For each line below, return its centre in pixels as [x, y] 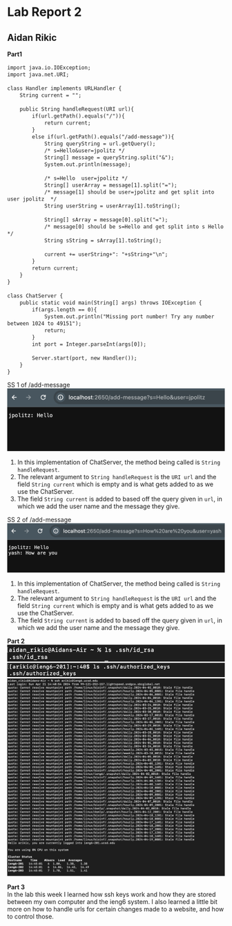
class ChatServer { [35, 296]
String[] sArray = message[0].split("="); [106, 220]
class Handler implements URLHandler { [65, 89]
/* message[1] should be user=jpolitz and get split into [129, 192]
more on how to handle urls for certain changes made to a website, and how [116, 909]
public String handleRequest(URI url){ [77, 109]
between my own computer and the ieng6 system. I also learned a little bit [112, 902]
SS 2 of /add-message [39, 519]
